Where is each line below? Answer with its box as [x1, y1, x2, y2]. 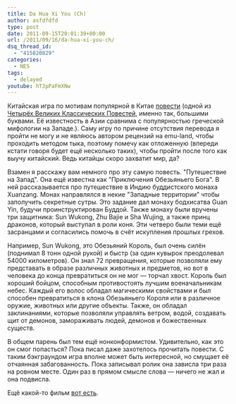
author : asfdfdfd [7, 17, 58, 24]
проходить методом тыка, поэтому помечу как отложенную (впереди [7, 139, 218, 148]
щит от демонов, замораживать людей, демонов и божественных [7, 317, 206, 325]
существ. [7, 324, 35, 332]
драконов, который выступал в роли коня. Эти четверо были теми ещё [7, 220, 222, 229]
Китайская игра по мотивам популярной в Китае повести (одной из [7, 102, 211, 110]
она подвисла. [7, 375, 51, 384]
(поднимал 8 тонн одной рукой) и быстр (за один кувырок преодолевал [7, 249, 224, 257]
